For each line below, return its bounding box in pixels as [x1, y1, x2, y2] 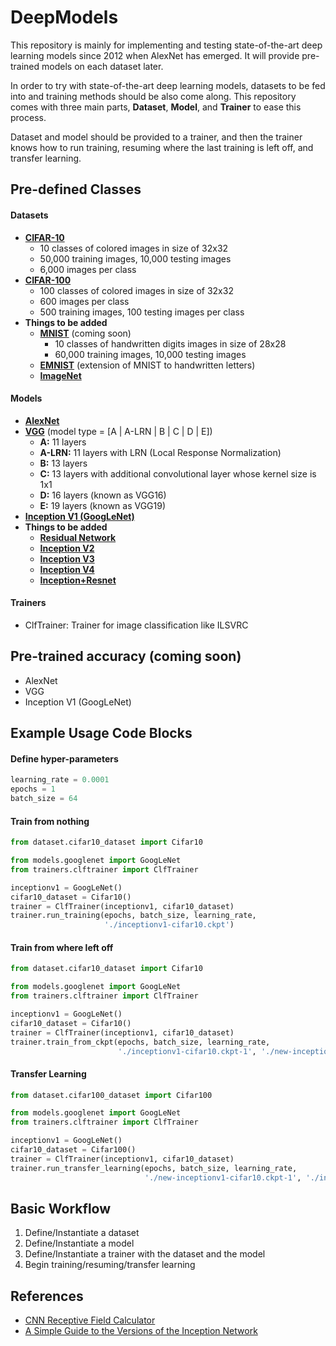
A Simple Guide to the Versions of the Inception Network [24, 1325, 258, 1337]
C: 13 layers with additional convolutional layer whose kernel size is [39, 467, 317, 480]
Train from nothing [10, 815, 90, 827]
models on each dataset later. [41, 60, 164, 72]
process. [10, 111, 47, 123]
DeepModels [10, 6, 119, 29]
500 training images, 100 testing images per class [39, 306, 245, 318]
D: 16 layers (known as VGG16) [39, 489, 167, 501]
